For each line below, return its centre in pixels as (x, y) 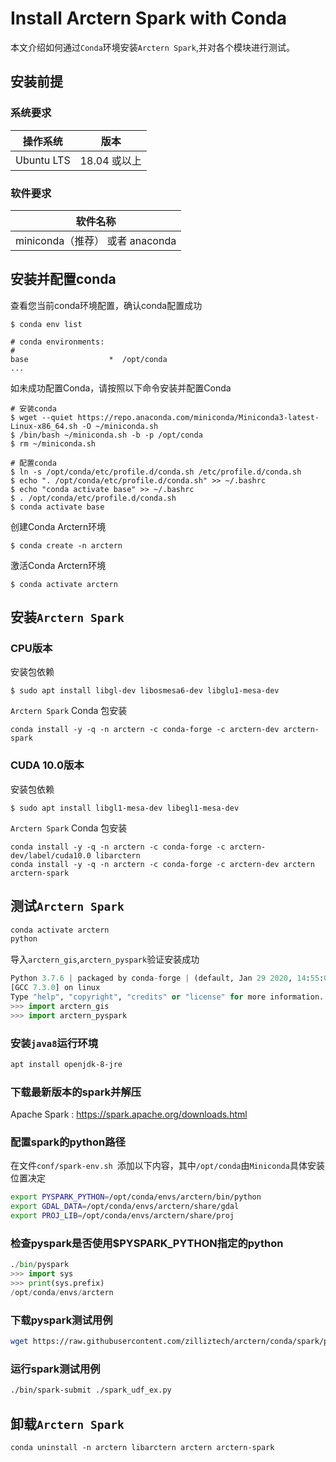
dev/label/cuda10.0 (51, 855)
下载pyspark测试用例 (61, 1320)
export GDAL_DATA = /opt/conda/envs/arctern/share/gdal (125, 1207)
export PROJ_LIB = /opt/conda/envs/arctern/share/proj (122, 1216)
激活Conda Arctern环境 (58, 565)
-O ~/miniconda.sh (120, 426)
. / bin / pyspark (40, 1265)
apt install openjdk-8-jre (66, 1064)
